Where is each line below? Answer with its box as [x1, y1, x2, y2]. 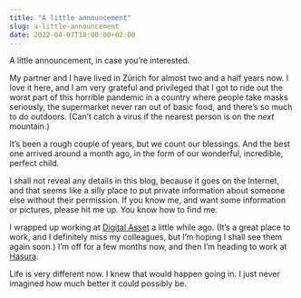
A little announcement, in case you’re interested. [9, 55, 190, 66]
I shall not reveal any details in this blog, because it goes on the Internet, [9, 175, 279, 186]
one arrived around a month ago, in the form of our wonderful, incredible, [9, 148, 284, 159]
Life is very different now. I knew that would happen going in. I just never [9, 269, 281, 280]
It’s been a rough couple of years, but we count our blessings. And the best [9, 138, 291, 150]
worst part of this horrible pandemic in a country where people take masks [9, 92, 288, 103]
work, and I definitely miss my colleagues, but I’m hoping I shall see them [9, 232, 283, 243]
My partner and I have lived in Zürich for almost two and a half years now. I [9, 73, 289, 84]
